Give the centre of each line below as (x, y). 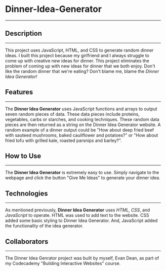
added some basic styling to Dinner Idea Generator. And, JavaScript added (82, 221)
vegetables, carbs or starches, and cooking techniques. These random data (82, 119)
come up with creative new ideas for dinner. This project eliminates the (77, 61)
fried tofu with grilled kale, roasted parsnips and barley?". (63, 140)
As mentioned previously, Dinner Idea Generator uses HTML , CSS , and (78, 210)
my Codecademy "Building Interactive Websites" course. (63, 263)
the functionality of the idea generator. (44, 226)
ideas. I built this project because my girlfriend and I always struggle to (77, 55)
